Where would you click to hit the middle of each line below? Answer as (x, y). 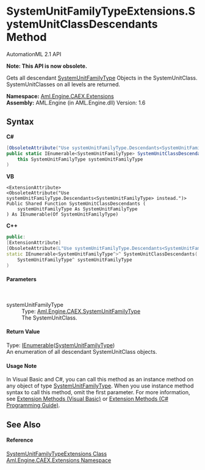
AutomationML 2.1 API (34, 54)
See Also (23, 424)
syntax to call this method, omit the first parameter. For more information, (98, 392)
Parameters (21, 279)
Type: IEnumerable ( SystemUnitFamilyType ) (61, 345)
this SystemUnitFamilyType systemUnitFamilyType (80, 159)
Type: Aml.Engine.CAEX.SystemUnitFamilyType (81, 311)
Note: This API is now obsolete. (47, 66)
